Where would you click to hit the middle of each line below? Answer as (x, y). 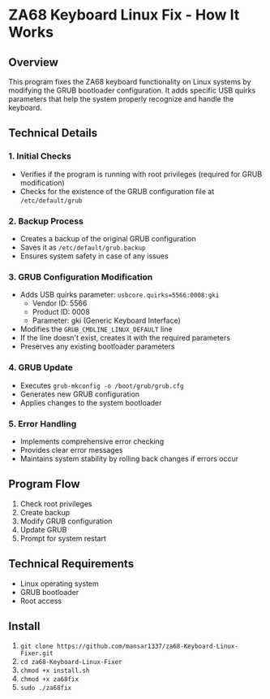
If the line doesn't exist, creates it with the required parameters (125, 338)
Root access (41, 601)
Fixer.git (37, 653)
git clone (37, 647)
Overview (34, 62)
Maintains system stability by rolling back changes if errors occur (129, 458)
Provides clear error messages (71, 449)
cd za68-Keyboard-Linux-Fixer (71, 662)
